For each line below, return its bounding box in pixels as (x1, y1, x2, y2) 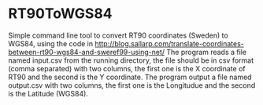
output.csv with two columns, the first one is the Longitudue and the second (8, 80, 256, 90)
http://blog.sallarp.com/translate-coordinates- (94, 38, 244, 48)
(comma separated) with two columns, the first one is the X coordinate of (8, 63, 246, 73)
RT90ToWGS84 (8, 5, 113, 23)
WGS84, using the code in (8, 38, 93, 48)
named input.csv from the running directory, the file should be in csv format (8, 56, 254, 65)
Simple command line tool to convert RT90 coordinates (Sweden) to (8, 31, 228, 40)
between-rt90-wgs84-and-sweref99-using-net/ (8, 47, 165, 56)
